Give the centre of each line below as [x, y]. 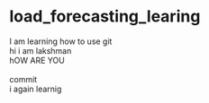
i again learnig [36, 89]
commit [23, 79]
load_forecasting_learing [105, 17]
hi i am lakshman [41, 50]
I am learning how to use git [61, 41]
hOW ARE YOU [37, 60]
